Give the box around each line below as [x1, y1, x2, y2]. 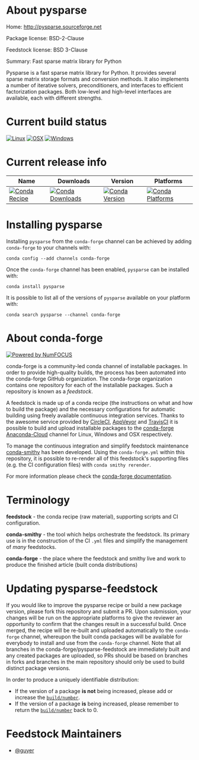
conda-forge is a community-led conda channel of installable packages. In [6, 362, 188, 369]
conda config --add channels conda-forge [6, 256, 110, 261]
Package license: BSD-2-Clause [6, 34, 85, 41]
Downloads [57, 177, 91, 185]
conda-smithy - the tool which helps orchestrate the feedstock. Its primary [6, 531, 190, 538]
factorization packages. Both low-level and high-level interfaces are [6, 88, 172, 95]
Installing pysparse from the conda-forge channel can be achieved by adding [6, 238, 192, 245]
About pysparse [6, 4, 87, 17]
